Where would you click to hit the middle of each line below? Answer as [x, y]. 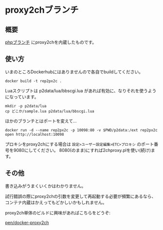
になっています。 [22, 97]
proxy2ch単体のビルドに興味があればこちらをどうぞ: [58, 212]
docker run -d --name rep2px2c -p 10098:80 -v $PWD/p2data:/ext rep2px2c [81, 130]
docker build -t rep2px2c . [34, 81]
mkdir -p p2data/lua [26, 106]
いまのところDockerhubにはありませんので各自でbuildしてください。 [74, 72]
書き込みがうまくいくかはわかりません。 [45, 186]
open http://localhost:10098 [35, 134]
